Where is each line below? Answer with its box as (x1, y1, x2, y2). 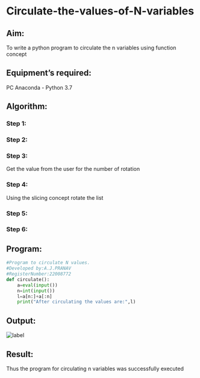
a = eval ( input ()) (17, 282, 58, 288)
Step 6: (6, 225, 28, 234)
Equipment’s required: (6, 68, 92, 78)
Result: (6, 349, 34, 359)
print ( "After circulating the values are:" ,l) (17, 299, 136, 305)
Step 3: (6, 152, 28, 160)
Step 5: (6, 209, 28, 217)
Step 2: (6, 135, 28, 144)
